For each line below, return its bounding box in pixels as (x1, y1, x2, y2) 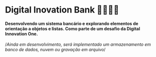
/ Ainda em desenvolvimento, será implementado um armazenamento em (5, 42, 151, 47)
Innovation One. (5, 31, 38, 37)
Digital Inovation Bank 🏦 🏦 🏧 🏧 (5, 4, 120, 15)
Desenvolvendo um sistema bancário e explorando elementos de (5, 20, 139, 26)
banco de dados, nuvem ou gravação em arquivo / (5, 47, 106, 53)
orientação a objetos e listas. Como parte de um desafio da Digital (5, 26, 140, 31)
